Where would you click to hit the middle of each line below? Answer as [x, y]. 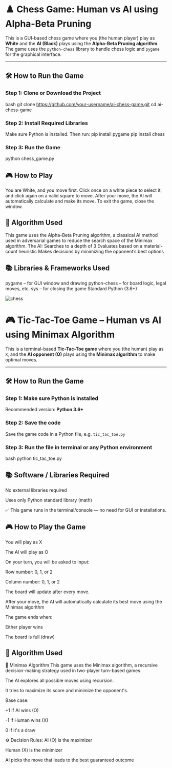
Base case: [17, 700]
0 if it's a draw [20, 730]
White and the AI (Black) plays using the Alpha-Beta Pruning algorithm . [82, 43]
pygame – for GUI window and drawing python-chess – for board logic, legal [86, 283]
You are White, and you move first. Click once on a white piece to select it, [84, 190]
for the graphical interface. [34, 54]
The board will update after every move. [47, 592]
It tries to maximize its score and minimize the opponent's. [67, 691]
